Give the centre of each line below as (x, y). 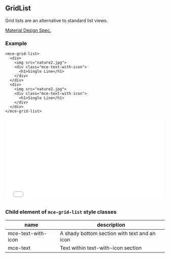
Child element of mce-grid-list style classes (61, 212)
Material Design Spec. (28, 30)
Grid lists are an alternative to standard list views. (56, 20)
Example (16, 43)
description (111, 225)
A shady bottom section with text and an (108, 233)
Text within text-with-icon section (101, 248)
